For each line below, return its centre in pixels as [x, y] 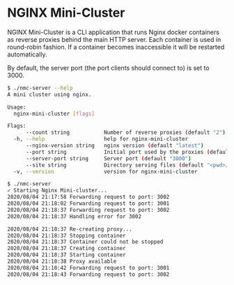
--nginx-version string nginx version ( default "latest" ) [115, 146]
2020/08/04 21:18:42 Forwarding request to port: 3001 [88, 268]
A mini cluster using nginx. [49, 94]
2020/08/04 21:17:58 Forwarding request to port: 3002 [88, 197]
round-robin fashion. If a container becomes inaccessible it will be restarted [116, 47]
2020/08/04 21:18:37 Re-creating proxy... [70, 229]
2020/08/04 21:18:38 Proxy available [62, 262]
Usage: [17, 107]
